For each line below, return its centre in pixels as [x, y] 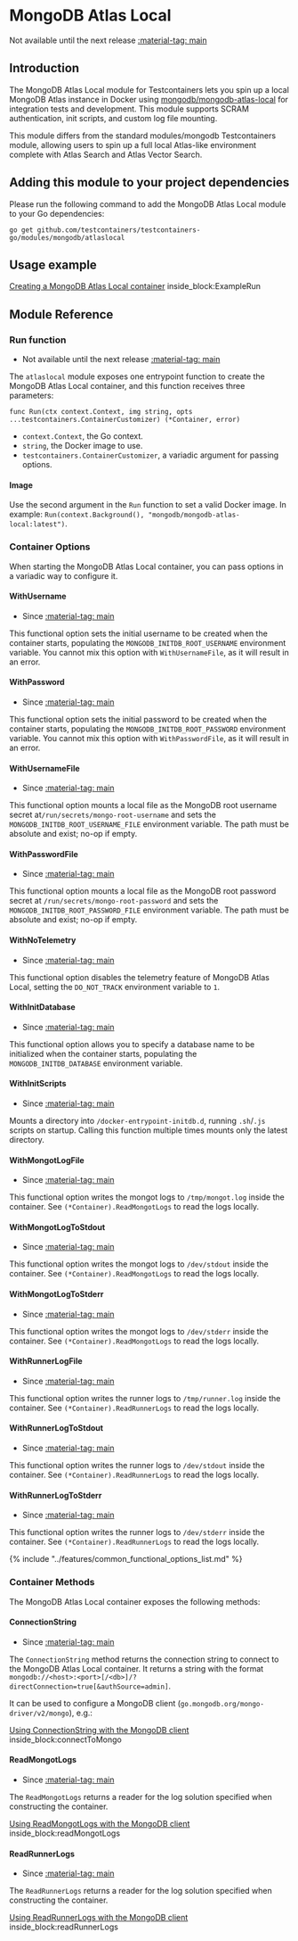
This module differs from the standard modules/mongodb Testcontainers [143, 136]
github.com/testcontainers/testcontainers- [119, 230]
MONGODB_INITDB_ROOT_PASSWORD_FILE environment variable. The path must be [149, 910]
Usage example [53, 264]
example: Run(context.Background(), [77, 515]
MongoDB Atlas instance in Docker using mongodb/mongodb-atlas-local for [149, 99]
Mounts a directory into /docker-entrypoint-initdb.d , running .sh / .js [137, 1120]
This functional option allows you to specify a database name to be [132, 1044]
